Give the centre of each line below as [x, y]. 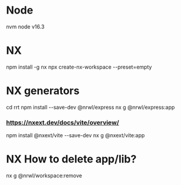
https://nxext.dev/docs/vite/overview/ [63, 122]
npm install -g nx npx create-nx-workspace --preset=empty [79, 67]
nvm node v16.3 [25, 27]
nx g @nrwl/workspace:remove [44, 176]
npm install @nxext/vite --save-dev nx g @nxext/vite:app [75, 135]
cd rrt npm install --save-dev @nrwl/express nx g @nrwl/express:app [90, 107]
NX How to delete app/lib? [71, 159]
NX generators [43, 91]
